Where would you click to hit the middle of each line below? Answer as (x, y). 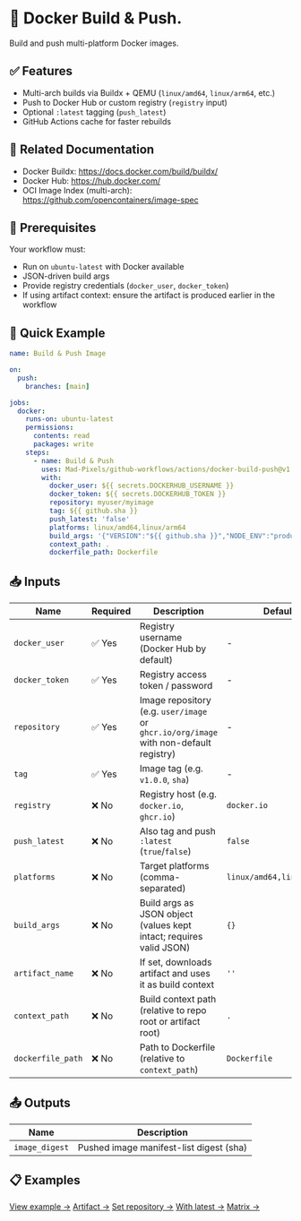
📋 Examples (45, 1180)
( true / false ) (165, 852)
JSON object (166, 915)
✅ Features (41, 71)
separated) (163, 889)
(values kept (166, 925)
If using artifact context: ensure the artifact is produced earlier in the (149, 296)
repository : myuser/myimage (101, 503)
